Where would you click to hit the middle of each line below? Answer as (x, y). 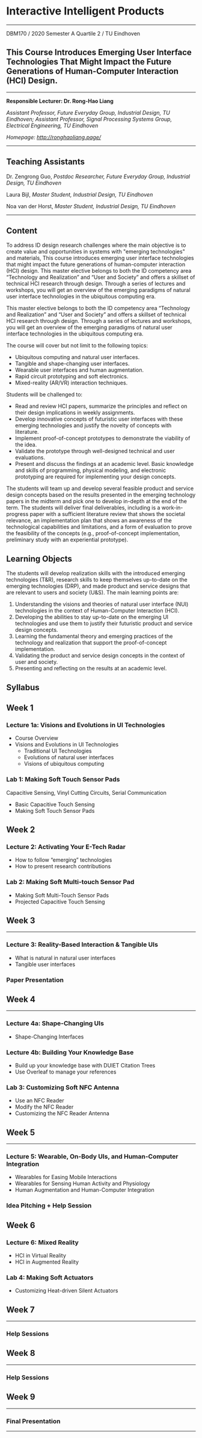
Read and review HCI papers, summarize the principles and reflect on (101, 406)
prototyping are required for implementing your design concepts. (95, 477)
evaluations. (30, 457)
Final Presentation (33, 1421)
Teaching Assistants (46, 162)
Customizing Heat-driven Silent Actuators (66, 1291)
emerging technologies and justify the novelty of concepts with (93, 425)
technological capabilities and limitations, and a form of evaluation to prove (99, 527)
